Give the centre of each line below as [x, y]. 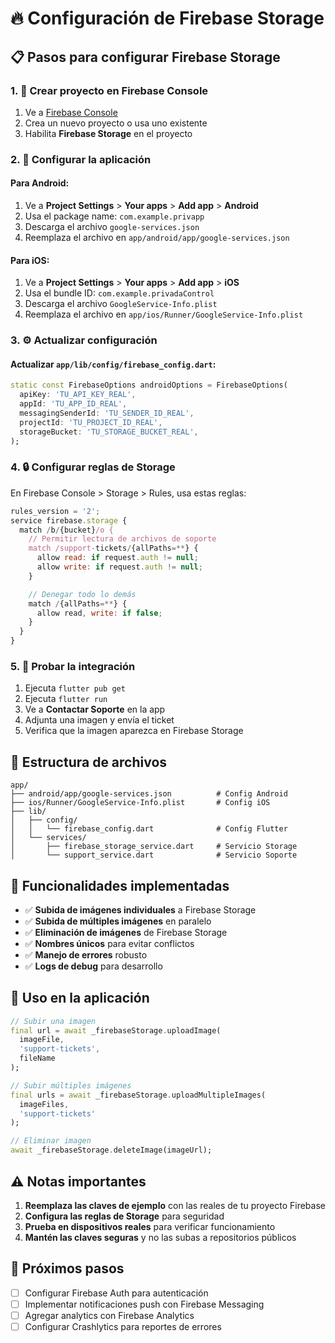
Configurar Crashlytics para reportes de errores [123, 1326]
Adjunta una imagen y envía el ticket [99, 720]
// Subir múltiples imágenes [71, 1085]
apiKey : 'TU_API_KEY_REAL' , [78, 395]
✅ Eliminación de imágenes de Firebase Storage [126, 932]
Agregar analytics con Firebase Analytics [109, 1315]
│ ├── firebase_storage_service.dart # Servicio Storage [154, 847]
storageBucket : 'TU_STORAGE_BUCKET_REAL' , [109, 432]
